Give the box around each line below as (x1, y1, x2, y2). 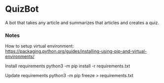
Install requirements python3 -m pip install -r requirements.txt (5, 63, 131, 69)
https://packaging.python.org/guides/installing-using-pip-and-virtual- (5, 48, 147, 55)
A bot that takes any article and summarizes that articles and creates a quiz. (5, 20, 159, 26)
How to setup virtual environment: (5, 43, 74, 49)
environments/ (5, 54, 34, 59)
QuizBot (5, 3, 39, 15)
